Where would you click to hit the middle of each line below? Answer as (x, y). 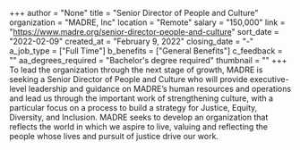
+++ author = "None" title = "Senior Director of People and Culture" (134, 13)
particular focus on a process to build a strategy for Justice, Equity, (133, 108)
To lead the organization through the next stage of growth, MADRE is (136, 70)
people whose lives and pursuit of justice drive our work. (114, 136)
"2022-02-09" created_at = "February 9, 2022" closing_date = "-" (131, 41)
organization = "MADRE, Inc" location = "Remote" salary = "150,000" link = (147, 22)
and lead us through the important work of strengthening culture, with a (141, 98)
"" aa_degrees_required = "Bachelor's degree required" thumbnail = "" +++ (149, 60)
